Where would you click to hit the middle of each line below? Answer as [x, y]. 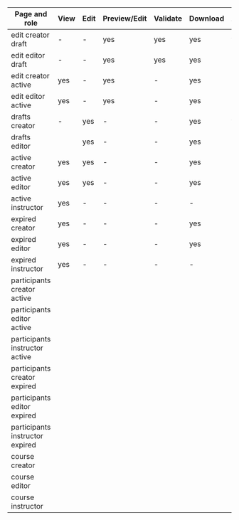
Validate [168, 18]
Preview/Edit [125, 18]
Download [207, 18]
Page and [31, 14]
